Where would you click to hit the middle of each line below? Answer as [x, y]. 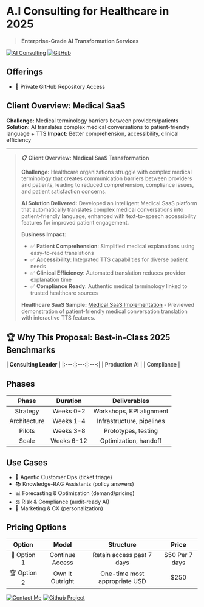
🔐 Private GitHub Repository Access [60, 86]
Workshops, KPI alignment [131, 411]
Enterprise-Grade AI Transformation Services [80, 41]
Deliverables [131, 401]
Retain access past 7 [122, 555]
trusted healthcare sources [64, 293]
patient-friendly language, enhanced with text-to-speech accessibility [109, 216]
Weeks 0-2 [69, 411]
